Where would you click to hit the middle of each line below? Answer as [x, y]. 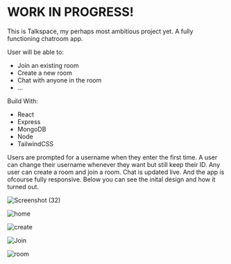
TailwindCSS [35, 143]
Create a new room [45, 73]
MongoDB [32, 129]
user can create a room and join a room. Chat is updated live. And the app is [116, 172]
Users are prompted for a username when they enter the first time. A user [112, 157]
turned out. [23, 186]
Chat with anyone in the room [59, 80]
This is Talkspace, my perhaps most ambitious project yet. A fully [100, 31]
